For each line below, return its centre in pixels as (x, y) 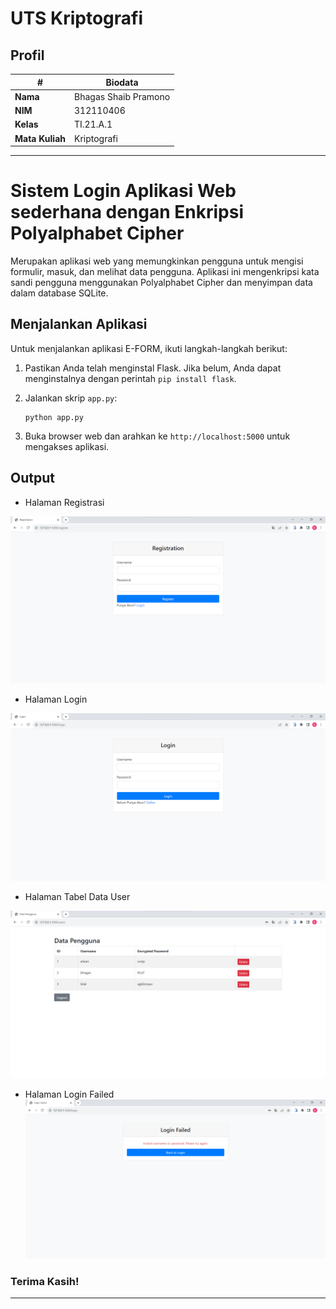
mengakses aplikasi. (67, 446)
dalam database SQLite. (59, 293)
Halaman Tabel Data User (77, 897)
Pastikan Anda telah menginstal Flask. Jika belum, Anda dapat (153, 368)
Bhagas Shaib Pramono (122, 96)
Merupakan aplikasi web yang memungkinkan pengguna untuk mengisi (157, 261)
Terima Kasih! (45, 1281)
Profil (27, 55)
